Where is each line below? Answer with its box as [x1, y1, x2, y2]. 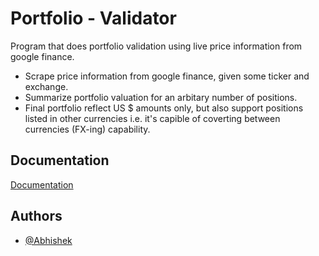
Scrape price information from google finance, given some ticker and [24, 70, 310, 82]
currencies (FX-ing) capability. [24, 123, 151, 135]
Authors [10, 208, 63, 225]
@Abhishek [24, 234, 73, 246]
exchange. [24, 80, 69, 92]
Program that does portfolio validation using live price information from [10, 40, 303, 52]
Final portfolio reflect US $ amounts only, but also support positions [24, 102, 304, 114]
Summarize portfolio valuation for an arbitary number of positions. [24, 91, 298, 103]
